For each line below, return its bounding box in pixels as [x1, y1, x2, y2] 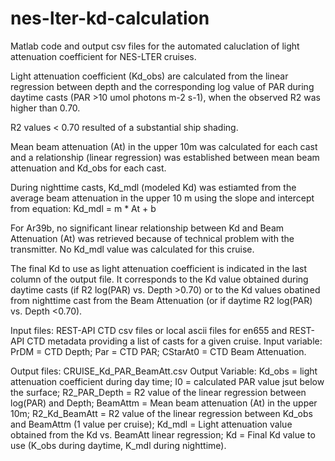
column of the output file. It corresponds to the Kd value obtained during [10, 273, 309, 285]
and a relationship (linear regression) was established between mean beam [10, 151, 320, 163]
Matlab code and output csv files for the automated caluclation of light [10, 40, 300, 52]
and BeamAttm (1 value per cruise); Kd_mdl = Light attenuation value [10, 418, 293, 430]
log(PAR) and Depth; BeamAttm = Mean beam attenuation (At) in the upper [10, 397, 318, 409]
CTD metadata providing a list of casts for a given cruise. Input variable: [26, 335, 323, 347]
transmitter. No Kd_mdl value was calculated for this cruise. [10, 243, 255, 255]
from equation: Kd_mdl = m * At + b [10, 202, 157, 214]
